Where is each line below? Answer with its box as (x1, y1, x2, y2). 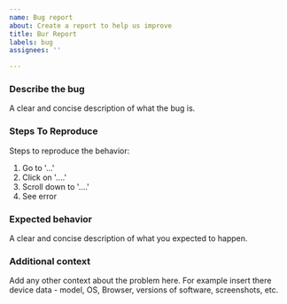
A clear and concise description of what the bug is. (9, 103, 196, 113)
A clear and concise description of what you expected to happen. (9, 233, 248, 244)
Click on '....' (21, 172, 67, 183)
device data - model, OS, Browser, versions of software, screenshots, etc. (9, 285, 279, 295)
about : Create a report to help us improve (9, 21, 173, 30)
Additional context (9, 254, 91, 267)
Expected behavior (9, 213, 93, 225)
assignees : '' (9, 46, 62, 55)
